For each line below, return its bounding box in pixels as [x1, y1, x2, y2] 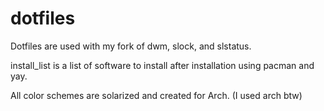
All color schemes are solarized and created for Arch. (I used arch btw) [10, 89, 303, 101]
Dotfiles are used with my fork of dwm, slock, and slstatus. [10, 40, 252, 52]
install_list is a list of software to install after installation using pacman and [10, 59, 315, 71]
